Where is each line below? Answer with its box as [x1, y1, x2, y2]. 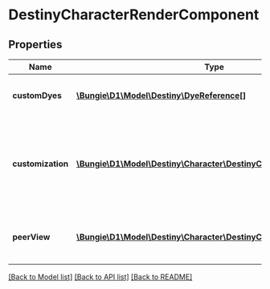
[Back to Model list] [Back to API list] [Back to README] [8, 272, 193, 282]
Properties [8, 38, 63, 51]
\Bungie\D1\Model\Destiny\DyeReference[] [76, 90, 247, 101]
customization [12, 158, 69, 169]
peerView [12, 231, 51, 242]
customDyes [12, 90, 62, 101]
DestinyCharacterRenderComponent [8, 6, 260, 24]
